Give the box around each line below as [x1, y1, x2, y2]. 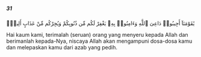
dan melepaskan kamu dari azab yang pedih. [6, 43, 117, 50]
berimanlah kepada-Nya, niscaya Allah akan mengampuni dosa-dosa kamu [6, 37, 193, 45]
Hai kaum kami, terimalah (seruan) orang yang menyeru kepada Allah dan [6, 31, 188, 38]
